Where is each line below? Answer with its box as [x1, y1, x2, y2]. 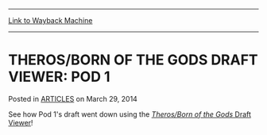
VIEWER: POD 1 [8, 68, 110, 86]
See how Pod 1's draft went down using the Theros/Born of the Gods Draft [8, 109, 252, 119]
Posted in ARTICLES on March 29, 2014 [8, 94, 137, 103]
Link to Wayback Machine [8, 16, 93, 25]
